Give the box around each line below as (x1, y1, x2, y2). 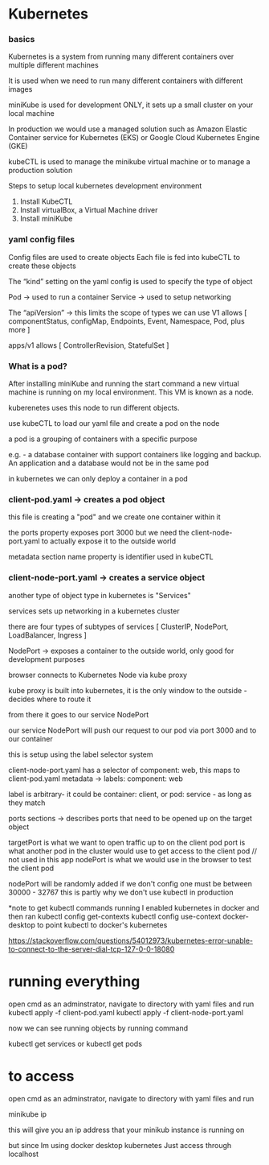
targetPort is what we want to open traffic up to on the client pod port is (8, 837, 246, 847)
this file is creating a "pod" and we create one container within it (8, 512, 221, 522)
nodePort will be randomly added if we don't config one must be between (8, 878, 253, 888)
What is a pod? (8, 360, 68, 371)
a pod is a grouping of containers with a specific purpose (8, 434, 198, 444)
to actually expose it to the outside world (41, 536, 177, 546)
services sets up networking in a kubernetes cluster (8, 605, 180, 616)
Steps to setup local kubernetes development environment (8, 181, 202, 191)
